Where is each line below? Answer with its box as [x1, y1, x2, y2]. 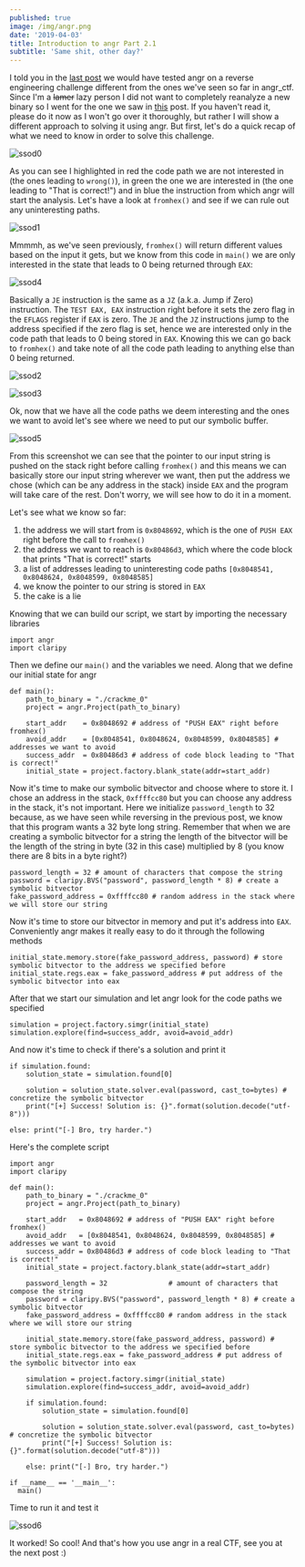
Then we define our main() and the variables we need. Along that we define [9, 660, 293, 671]
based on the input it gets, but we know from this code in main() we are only [9, 250, 296, 261]
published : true [9, 13, 71, 23]
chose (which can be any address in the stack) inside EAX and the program [9, 479, 289, 490]
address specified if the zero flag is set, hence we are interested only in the [9, 324, 292, 335]
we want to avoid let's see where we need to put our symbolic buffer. [9, 416, 269, 427]
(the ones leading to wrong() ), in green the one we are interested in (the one [9, 175, 294, 187]
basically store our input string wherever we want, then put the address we [9, 470, 290, 481]
